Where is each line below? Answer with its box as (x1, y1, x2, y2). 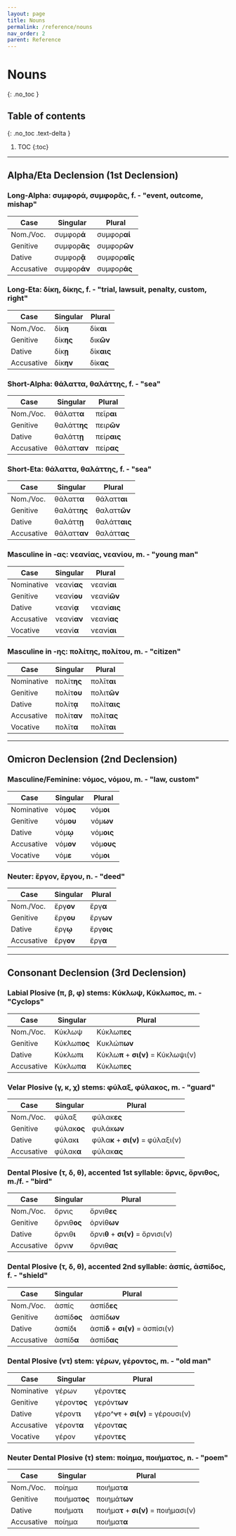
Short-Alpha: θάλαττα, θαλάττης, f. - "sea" (7, 379, 161, 389)
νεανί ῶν (91, 591, 120, 601)
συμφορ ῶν (97, 240, 134, 250)
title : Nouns (7, 17, 46, 24)
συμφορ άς (97, 264, 133, 273)
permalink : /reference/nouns (7, 23, 93, 30)
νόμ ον (55, 839, 77, 848)
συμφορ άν (54, 264, 91, 273)
